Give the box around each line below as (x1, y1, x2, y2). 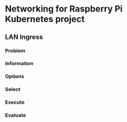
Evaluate (5, 112, 26, 119)
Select (5, 86, 21, 93)
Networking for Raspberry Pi (5, 3, 123, 14)
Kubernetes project (5, 14, 85, 25)
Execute (5, 99, 25, 106)
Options (5, 73, 24, 80)
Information (5, 60, 33, 67)
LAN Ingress (5, 33, 43, 41)
